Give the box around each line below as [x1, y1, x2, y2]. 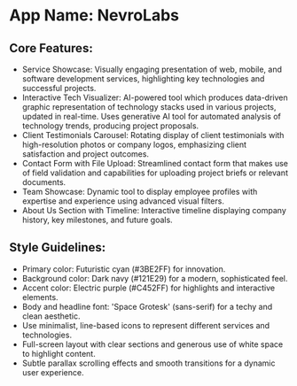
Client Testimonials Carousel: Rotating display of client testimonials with [21, 130, 285, 140]
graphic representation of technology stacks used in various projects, [21, 102, 277, 112]
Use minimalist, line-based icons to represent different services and [21, 320, 270, 330]
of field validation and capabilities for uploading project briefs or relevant [21, 167, 288, 178]
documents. [21, 177, 66, 187]
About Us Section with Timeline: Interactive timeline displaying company [21, 205, 286, 215]
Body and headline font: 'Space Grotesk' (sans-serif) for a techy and [21, 301, 273, 312]
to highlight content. [21, 348, 96, 359]
